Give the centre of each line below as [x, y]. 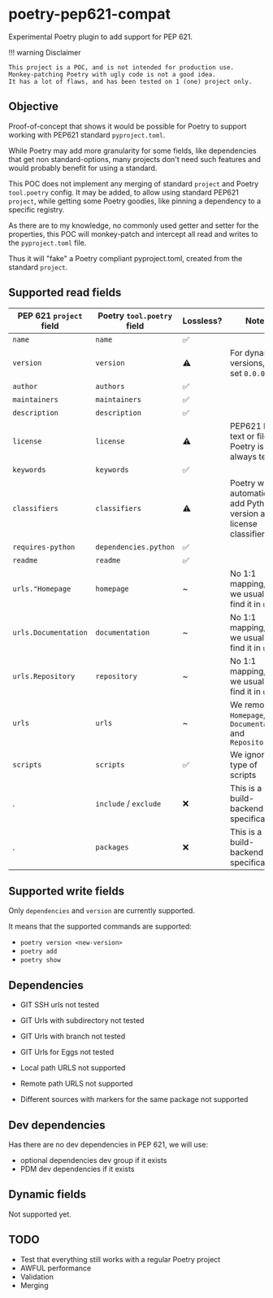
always [244, 457]
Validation [37, 1276]
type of [244, 764]
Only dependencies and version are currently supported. [102, 911]
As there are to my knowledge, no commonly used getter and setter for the [134, 225]
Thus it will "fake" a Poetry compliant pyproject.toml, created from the [126, 258]
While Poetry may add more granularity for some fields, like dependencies [133, 151]
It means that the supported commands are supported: [100, 927]
